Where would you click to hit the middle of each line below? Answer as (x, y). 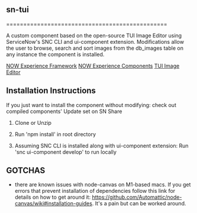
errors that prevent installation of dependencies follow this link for (95, 191)
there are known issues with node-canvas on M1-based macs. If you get (103, 185)
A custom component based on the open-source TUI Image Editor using (94, 35)
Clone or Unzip (33, 122)
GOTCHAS (26, 171)
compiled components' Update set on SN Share (64, 111)
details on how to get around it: (52, 197)
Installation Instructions (51, 91)
